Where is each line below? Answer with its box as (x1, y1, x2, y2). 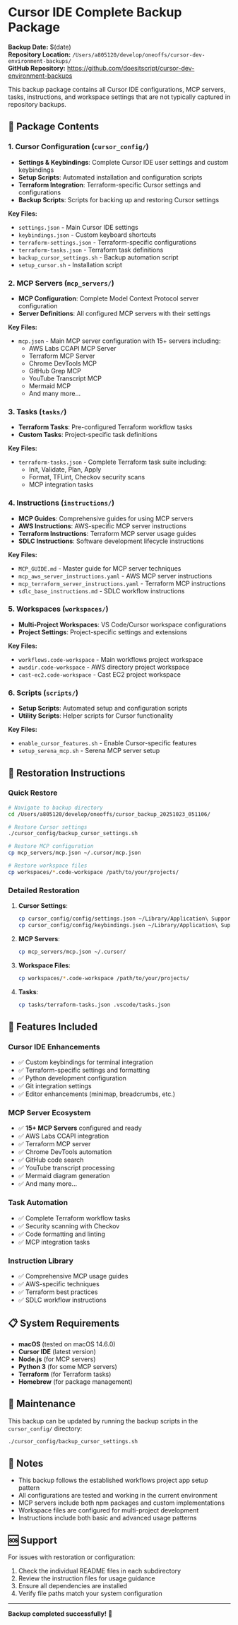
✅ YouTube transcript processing (18, 1164, 115, 1172)
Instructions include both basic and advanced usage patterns (18, 1514, 197, 1522)
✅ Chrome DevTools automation (18, 1148, 112, 1156)
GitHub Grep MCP (28, 366, 82, 375)
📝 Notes (8, 1457, 44, 1469)
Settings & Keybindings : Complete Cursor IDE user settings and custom (18, 158, 229, 166)
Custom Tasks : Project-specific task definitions (18, 431, 157, 439)
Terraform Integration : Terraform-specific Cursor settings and (18, 180, 201, 189)
